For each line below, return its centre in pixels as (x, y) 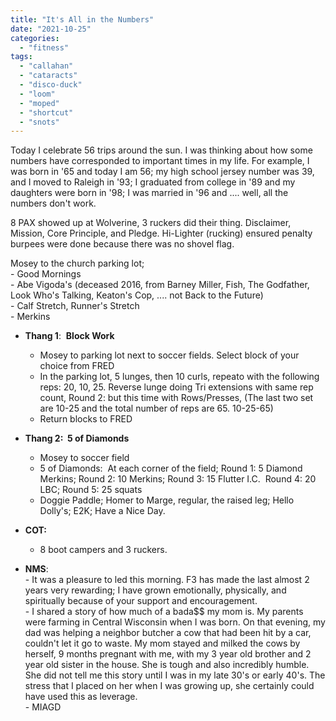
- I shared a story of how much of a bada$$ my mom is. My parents (164, 612)
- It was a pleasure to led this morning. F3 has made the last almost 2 (167, 580)
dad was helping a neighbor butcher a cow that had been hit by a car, (168, 633)
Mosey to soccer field (84, 458)
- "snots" (39, 122)
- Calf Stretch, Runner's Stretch (75, 306)
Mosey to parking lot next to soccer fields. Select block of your (169, 355)
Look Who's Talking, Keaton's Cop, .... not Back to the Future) (137, 295)
